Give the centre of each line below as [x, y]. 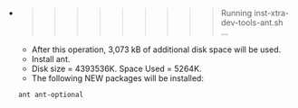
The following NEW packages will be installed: [117, 78]
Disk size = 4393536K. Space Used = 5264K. [116, 68]
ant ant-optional [51, 94]
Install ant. [51, 59]
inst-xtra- [271, 13]
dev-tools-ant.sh [252, 22]
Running [236, 13]
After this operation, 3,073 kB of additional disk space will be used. [156, 49]
